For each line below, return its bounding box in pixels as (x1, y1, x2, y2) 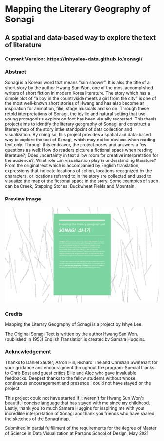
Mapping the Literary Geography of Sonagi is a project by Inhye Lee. (5, 321, 143, 327)
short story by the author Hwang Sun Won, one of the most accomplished (5, 84, 154, 91)
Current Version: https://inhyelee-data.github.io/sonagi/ (5, 55, 143, 62)
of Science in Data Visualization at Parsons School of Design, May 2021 (5, 430, 149, 436)
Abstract (5, 68, 27, 75)
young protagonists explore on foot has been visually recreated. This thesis (5, 116, 157, 121)
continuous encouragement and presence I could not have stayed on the (5, 380, 151, 386)
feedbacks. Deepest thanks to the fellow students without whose (5, 375, 136, 381)
